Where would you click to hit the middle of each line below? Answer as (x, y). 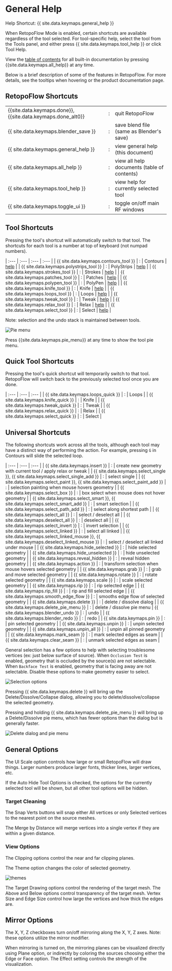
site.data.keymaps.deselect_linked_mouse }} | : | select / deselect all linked (84, 542)
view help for (131, 182)
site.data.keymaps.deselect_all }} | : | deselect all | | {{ (62, 520)
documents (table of (139, 167)
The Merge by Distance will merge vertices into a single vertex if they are (82, 828)
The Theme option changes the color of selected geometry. (68, 868)
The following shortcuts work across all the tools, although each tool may (82, 445)
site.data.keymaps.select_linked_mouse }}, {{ (53, 537)
